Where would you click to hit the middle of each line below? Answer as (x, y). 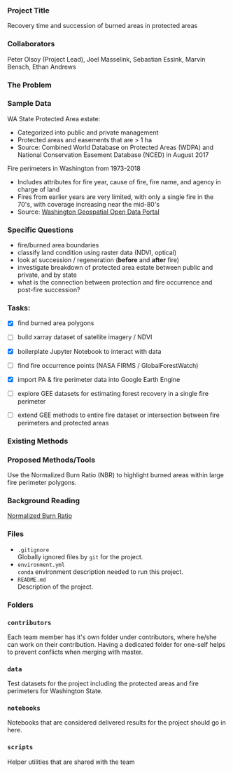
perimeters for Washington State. (55, 691)
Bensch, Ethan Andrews (42, 67)
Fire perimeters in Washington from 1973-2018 (74, 168)
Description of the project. (55, 587)
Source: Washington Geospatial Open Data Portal (88, 212)
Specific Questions (41, 230)
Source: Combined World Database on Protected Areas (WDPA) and (115, 147)
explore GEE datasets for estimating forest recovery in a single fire (113, 393)
